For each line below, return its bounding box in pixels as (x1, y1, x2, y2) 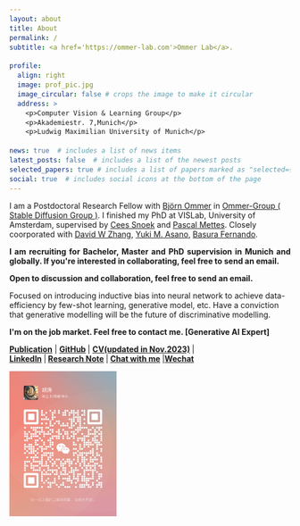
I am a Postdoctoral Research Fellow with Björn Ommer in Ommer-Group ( (9, 200, 281, 211)
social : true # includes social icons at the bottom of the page (9, 174, 262, 183)
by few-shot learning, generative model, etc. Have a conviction (47, 299, 279, 310)
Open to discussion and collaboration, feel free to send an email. (9, 272, 254, 283)
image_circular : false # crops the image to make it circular (17, 89, 254, 98)
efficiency (9, 299, 46, 310)
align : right (17, 71, 66, 80)
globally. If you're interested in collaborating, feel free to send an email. (9, 255, 279, 266)
